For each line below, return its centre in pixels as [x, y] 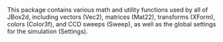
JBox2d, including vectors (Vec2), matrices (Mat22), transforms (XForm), [111, 17]
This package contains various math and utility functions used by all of [108, 10]
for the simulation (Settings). [48, 31]
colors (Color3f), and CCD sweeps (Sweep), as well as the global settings [111, 24]
